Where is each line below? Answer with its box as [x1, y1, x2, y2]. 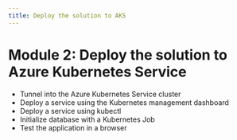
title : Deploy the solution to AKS [8, 11, 126, 20]
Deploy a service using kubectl [19, 106, 122, 115]
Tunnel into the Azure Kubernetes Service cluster [19, 89, 181, 99]
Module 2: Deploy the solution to [8, 45, 228, 64]
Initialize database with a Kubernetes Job [19, 115, 155, 124]
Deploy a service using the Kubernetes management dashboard [19, 97, 229, 107]
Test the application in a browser [19, 122, 127, 132]
